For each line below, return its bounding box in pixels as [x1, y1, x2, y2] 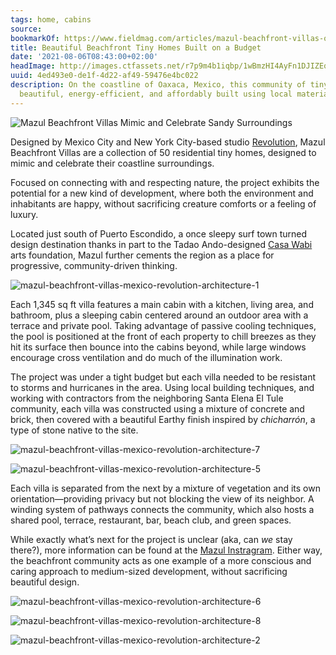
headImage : [10, 61, 56, 71]
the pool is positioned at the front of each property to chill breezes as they [10, 330, 317, 342]
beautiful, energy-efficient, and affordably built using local [19, 89, 293, 99]
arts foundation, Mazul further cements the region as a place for [10, 249, 275, 261]
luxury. [10, 208, 39, 220]
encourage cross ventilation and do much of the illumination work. [10, 351, 283, 363]
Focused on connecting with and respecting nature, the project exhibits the [10, 176, 320, 188]
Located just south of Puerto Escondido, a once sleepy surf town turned [10, 227, 308, 240]
